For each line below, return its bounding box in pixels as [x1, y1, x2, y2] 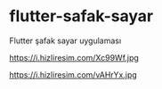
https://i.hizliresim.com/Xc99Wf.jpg [9, 52, 140, 63]
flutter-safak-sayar [9, 6, 154, 26]
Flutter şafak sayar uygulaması [9, 35, 122, 46]
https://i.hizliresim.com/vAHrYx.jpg [9, 69, 138, 80]
